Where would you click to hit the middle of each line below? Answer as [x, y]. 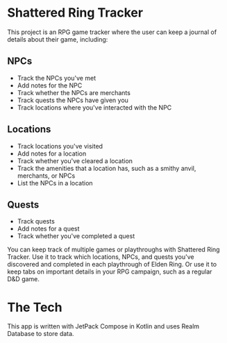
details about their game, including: [58, 39]
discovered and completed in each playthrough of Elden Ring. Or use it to [112, 265]
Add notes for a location [52, 153]
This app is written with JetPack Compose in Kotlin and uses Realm [103, 326]
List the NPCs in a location [55, 183]
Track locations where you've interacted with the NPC [94, 107]
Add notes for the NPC [50, 85]
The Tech [35, 307]
